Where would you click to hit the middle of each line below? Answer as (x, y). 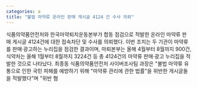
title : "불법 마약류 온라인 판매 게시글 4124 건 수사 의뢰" (70, 17)
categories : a (24, 11)
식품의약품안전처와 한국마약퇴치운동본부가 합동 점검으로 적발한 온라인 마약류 (94, 34)
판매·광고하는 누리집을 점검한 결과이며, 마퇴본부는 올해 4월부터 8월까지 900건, (102, 49)
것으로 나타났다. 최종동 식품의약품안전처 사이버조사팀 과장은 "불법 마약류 (100, 63)
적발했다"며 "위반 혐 (35, 78)
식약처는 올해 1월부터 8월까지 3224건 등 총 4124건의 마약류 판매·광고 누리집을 (95, 56)
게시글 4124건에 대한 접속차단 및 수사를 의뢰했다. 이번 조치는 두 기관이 (92, 41)
